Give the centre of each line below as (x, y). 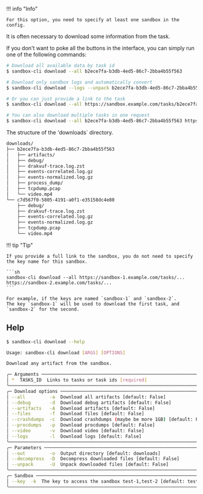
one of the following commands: (47, 54)
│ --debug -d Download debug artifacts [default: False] (89, 403)
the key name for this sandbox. (47, 262)
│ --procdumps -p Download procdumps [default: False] (81, 425)
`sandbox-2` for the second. (43, 309)
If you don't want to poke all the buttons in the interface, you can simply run (101, 48)
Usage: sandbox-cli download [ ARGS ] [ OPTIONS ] (66, 353)
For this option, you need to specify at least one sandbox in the (93, 20)
